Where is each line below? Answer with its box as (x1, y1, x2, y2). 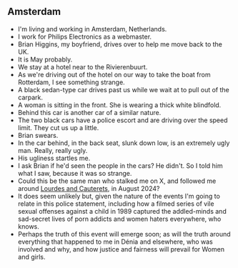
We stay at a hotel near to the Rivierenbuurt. (17, 62, 148, 71)
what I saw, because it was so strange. (17, 169, 132, 177)
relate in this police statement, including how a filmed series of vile (17, 199, 214, 208)
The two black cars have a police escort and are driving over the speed (17, 116, 228, 124)
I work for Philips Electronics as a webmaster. (17, 32, 152, 41)
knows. (17, 222, 39, 231)
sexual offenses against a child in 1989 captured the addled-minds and (17, 207, 227, 215)
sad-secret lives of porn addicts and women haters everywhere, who (17, 214, 222, 223)
